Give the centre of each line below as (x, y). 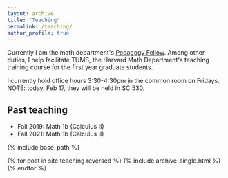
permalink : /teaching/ (40, 26)
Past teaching (37, 110)
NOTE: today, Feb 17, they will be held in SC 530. (76, 88)
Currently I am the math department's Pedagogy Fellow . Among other (106, 53)
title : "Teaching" (34, 20)
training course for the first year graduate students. (80, 67)
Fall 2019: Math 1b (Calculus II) (61, 127)
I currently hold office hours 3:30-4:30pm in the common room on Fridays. (113, 81)
